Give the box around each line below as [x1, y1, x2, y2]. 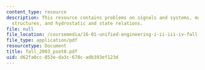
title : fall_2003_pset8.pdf [6, 49, 78, 55]
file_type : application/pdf [6, 37, 78, 43]
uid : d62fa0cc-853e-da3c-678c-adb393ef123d [6, 54, 119, 60]
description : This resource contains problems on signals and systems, [6, 15, 192, 21]
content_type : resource [6, 9, 67, 15]
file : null [6, 26, 34, 32]
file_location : [6, 32, 45, 38]
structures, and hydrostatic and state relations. [12, 20, 143, 26]
